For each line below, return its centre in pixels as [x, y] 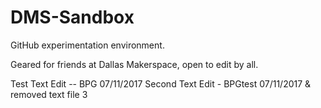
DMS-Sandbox [72, 17]
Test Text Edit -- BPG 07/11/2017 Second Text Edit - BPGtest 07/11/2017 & [161, 83]
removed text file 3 [49, 94]
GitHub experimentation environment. [87, 45]
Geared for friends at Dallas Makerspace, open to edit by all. [134, 64]
